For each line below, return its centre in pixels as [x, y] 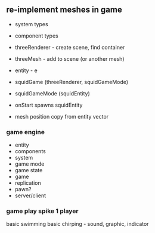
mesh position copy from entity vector [62, 116]
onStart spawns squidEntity [49, 105]
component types [36, 36]
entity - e [26, 70]
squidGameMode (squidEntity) [52, 93]
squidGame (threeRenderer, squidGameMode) [72, 82]
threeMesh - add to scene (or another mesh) [69, 58]
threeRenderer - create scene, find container [70, 47]
